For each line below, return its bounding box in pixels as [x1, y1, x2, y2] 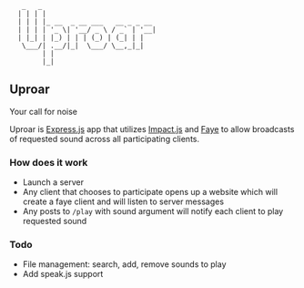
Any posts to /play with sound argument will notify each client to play [22, 206, 284, 217]
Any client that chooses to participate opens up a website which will [22, 187, 279, 198]
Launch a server [22, 177, 85, 188]
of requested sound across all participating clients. [9, 133, 200, 144]
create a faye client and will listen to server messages [22, 196, 225, 207]
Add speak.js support [22, 269, 104, 280]
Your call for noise [9, 106, 78, 117]
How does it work [9, 156, 88, 169]
